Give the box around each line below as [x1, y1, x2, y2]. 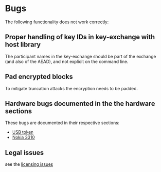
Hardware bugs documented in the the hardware [5, 99, 155, 108]
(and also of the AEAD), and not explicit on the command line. [5, 59, 129, 64]
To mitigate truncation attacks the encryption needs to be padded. [5, 85, 138, 91]
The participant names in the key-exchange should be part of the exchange [5, 53, 157, 59]
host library [5, 41, 41, 49]
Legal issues [5, 148, 44, 156]
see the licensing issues [5, 161, 54, 167]
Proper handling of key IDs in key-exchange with [5, 33, 155, 41]
